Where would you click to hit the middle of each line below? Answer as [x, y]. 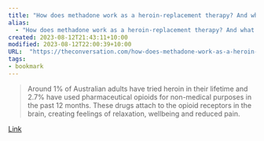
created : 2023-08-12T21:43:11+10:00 [68, 37]
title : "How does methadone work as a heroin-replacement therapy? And [128, 15]
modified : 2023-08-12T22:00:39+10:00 [70, 45]
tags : [17, 60]
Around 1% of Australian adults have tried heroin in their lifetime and [137, 89]
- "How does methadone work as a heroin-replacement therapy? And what [135, 30]
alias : [19, 23]
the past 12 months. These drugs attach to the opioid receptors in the [139, 105]
